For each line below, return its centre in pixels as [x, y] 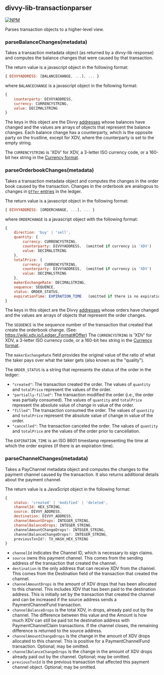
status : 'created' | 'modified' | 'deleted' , [61, 503]
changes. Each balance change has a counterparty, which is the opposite [79, 133]
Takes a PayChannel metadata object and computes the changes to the [77, 469]
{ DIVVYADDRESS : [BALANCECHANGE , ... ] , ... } [52, 76]
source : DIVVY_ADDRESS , [38, 512]
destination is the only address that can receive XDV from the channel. [84, 568]
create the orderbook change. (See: [41, 330]
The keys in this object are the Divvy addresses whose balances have [75, 122]
